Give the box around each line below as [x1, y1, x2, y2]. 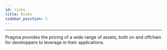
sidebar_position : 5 [5, 16, 48, 21]
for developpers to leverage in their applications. [5, 40, 104, 46]
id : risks [5, 7, 26, 12]
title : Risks [5, 12, 32, 17]
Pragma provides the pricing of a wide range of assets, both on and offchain [5, 34, 162, 40]
